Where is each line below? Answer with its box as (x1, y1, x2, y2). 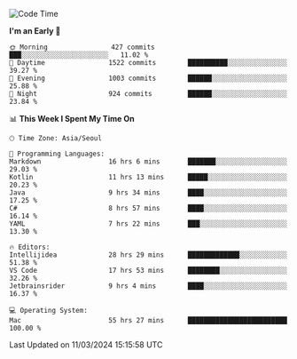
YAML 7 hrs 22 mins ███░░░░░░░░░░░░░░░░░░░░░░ (9, 219, 288, 228)
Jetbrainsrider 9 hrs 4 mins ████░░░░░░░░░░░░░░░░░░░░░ (9, 282, 288, 291)
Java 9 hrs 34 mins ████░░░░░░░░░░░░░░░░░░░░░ (9, 188, 288, 197)
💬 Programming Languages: (9, 149, 105, 158)
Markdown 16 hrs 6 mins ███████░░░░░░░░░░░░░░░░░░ (9, 157, 288, 166)
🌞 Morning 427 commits (9, 43, 155, 52)
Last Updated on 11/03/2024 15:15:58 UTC (9, 339, 163, 350)
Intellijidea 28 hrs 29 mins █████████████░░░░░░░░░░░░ (9, 251, 288, 259)
